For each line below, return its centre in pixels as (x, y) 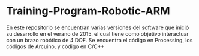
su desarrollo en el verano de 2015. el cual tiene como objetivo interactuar (97, 33)
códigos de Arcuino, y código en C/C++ (55, 46)
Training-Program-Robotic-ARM (88, 11)
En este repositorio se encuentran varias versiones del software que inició (98, 27)
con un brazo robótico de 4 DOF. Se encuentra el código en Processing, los (99, 40)
